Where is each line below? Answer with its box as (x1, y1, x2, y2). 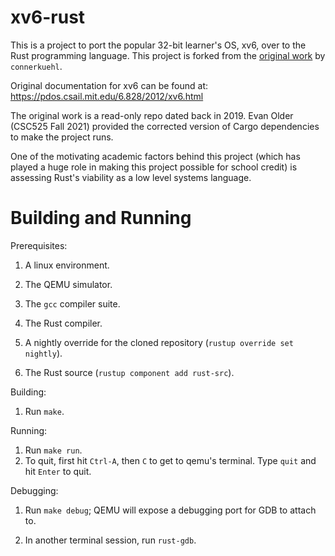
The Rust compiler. (24, 317, 103, 329)
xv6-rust (10, 6, 86, 29)
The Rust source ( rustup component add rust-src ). (24, 366, 235, 378)
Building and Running (10, 207, 192, 230)
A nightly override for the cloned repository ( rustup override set (24, 336, 294, 348)
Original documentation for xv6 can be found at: (10, 79, 209, 91)
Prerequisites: (10, 239, 68, 251)
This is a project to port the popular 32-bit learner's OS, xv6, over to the (10, 39, 307, 51)
